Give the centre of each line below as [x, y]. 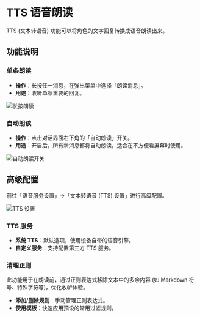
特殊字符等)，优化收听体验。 [53, 288]
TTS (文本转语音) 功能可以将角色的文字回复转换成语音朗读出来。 [87, 31]
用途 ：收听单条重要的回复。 [50, 93]
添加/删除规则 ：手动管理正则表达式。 [62, 300]
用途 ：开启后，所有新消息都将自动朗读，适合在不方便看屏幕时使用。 [101, 145]
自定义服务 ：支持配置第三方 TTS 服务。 [65, 248]
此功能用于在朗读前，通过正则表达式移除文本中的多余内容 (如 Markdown [97, 280]
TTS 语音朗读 [40, 13]
